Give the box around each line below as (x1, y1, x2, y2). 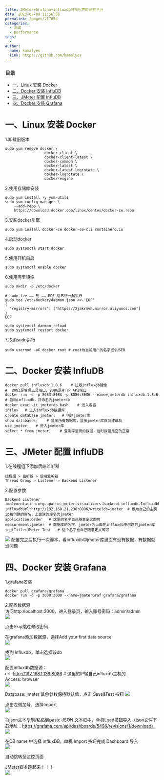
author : (5, 44, 21, 48)
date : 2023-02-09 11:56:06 (5, 12, 60, 17)
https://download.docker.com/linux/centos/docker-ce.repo (14, 208, 134, 213)
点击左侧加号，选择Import (5, 702, 57, 708)
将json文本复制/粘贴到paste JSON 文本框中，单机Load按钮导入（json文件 (5, 717, 153, 723)
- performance (9, 30, 38, 35)
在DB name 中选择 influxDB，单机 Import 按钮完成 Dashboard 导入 (5, 738, 139, 744)
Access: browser (5, 676, 39, 682)
